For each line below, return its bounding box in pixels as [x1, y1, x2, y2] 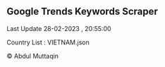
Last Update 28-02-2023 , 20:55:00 [6, 24, 111, 32]
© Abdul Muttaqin [6, 51, 59, 60]
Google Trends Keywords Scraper [6, 6, 158, 18]
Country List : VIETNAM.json [6, 38, 90, 47]
